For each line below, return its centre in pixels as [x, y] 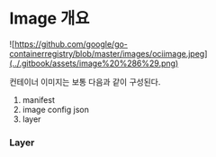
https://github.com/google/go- [72, 44]
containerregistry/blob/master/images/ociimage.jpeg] [108, 53]
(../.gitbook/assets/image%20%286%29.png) [94, 63]
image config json [56, 109]
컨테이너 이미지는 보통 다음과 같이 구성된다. [85, 81]
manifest [39, 99]
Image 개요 [49, 18]
